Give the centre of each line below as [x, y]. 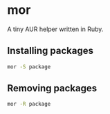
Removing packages [52, 88]
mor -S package [29, 67]
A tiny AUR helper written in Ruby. [55, 29]
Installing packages [51, 51]
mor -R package [29, 104]
